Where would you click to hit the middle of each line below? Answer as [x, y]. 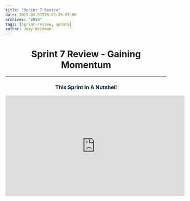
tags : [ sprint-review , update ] [39, 24]
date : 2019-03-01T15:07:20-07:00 [41, 15]
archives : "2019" [24, 19]
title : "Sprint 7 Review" [33, 10]
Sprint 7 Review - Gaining [86, 54]
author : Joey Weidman [28, 29]
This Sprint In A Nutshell [86, 87]
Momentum [86, 65]
